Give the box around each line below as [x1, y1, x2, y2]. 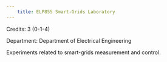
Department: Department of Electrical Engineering [6, 37, 132, 44]
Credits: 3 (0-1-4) [6, 25, 50, 33]
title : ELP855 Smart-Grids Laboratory [17, 8, 115, 15]
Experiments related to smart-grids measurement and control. [6, 49, 161, 56]
